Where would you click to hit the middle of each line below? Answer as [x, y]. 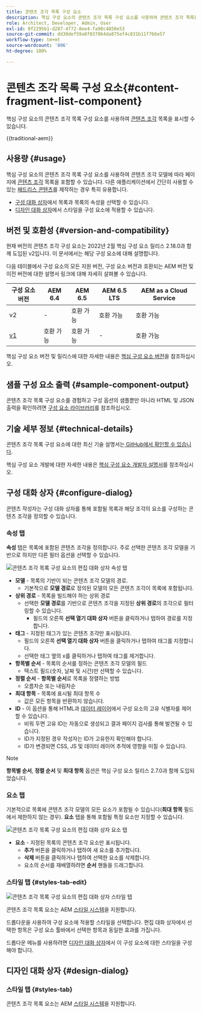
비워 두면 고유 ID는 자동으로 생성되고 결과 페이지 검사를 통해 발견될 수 [105, 724]
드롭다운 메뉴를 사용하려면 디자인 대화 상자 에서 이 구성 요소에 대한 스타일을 [94, 943]
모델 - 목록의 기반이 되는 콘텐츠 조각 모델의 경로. [71, 581]
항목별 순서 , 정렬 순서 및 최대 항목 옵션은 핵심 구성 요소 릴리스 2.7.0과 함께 [92, 771]
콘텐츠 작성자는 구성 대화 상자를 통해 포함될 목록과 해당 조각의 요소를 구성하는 [97, 508]
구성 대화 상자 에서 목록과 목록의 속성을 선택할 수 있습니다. [82, 202]
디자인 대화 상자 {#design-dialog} [68, 971]
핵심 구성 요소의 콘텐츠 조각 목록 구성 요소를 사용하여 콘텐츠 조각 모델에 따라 [95, 174]
